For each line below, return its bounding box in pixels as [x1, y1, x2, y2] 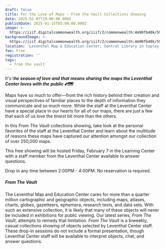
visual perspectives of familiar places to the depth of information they [5, 98, 146, 104]
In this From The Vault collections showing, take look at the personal [5, 123, 143, 129]
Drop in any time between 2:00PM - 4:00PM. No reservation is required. [5, 168, 151, 174]
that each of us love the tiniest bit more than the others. [5, 113, 117, 119]
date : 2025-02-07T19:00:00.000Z [5, 16, 71, 21]
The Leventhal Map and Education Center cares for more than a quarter [5, 192, 150, 197]
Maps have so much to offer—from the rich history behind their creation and [5, 92, 160, 98]
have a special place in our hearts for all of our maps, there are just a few [5, 108, 153, 114]
